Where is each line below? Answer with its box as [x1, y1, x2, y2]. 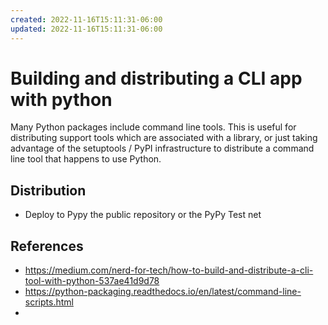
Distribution [10, 182, 87, 199]
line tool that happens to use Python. [10, 153, 162, 165]
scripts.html [24, 296, 74, 308]
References [10, 237, 84, 255]
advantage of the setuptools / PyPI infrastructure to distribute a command [10, 142, 315, 155]
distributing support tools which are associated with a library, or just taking [10, 132, 318, 144]
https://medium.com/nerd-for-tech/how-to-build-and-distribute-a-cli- [24, 264, 314, 276]
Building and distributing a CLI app [10, 67, 303, 90]
